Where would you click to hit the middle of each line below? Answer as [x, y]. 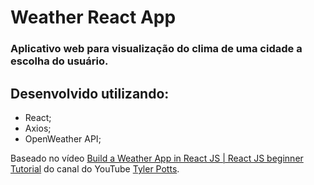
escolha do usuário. [59, 61]
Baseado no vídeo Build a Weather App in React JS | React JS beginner [157, 158]
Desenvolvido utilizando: [90, 93]
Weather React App [93, 17]
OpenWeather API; [63, 138]
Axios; [38, 128]
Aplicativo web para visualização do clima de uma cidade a [156, 49]
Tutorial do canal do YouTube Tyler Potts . [95, 168]
